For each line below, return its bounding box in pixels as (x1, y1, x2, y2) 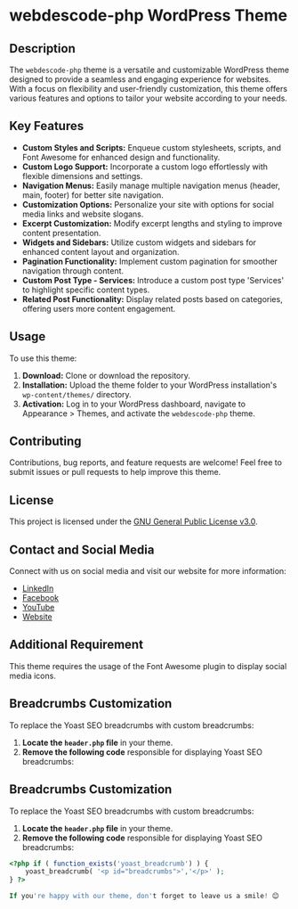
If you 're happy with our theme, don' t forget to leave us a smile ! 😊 (9, 892, 279, 901)
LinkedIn (21, 583, 54, 594)
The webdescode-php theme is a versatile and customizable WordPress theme (9, 64, 290, 75)
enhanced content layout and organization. (21, 246, 180, 257)
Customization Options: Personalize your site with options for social (21, 199, 274, 209)
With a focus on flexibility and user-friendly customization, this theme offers (9, 84, 287, 94)
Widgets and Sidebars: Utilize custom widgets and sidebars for (21, 237, 256, 248)
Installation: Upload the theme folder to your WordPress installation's (21, 380, 278, 390)
